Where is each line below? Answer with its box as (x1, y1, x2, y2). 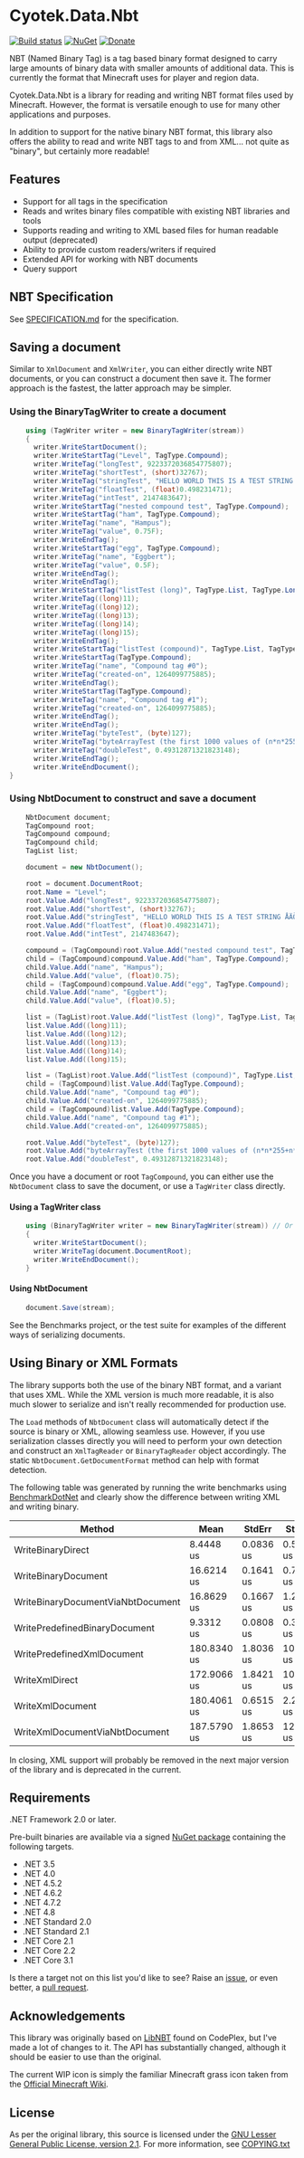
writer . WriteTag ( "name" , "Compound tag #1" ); (33, 695, 208, 704)
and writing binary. (9, 1501, 80, 1512)
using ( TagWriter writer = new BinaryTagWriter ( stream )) (25, 426, 245, 435)
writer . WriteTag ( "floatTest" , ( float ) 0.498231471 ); (33, 485, 233, 494)
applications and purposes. (9, 109, 111, 119)
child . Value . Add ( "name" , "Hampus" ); (25, 963, 165, 972)
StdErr (243, 1522, 272, 1535)
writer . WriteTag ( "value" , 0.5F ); (33, 560, 160, 570)
